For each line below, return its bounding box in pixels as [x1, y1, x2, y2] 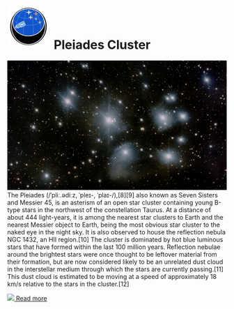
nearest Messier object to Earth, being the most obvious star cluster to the [7, 220, 221, 229]
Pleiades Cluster [53, 37, 151, 53]
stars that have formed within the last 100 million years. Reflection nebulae [7, 243, 221, 251]
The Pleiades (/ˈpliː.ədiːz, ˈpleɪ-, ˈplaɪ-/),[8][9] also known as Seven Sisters [7, 191, 218, 199]
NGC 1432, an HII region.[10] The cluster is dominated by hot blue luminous [7, 236, 224, 244]
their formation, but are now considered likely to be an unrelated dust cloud [7, 257, 224, 266]
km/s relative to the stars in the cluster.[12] [7, 280, 130, 288]
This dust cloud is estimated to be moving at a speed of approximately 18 [7, 273, 217, 281]
